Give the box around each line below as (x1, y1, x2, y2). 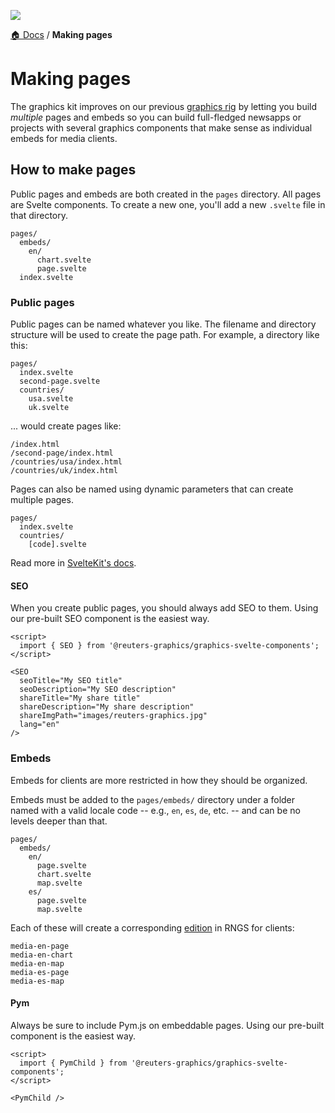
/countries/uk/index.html (10, 466, 118, 476)
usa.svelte (28, 394, 74, 404)
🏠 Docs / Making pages (10, 29, 113, 40)
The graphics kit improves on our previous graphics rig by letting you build (10, 100, 318, 112)
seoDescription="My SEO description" (19, 685, 177, 695)
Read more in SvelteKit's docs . (10, 557, 137, 569)
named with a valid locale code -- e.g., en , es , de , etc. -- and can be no (10, 804, 301, 816)
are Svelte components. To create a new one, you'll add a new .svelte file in (10, 198, 326, 210)
